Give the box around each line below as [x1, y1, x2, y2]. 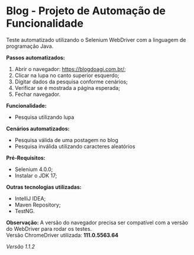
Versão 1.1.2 [6, 243, 35, 250]
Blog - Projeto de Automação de [6, 4, 166, 18]
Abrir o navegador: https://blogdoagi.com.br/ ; [14, 65, 126, 72]
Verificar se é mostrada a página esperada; [14, 84, 120, 91]
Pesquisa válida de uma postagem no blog [14, 136, 118, 143]
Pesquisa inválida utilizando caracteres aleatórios [14, 143, 135, 150]
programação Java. [6, 43, 54, 50]
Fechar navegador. [14, 91, 61, 98]
